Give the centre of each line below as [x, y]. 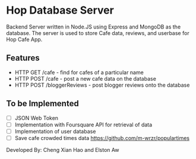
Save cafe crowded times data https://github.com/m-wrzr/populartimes [102, 138]
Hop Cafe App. [24, 39]
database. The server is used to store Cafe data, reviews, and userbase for [98, 33]
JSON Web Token [36, 118]
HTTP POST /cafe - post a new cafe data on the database [85, 78]
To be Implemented [42, 104]
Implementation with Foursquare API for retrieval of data [83, 125]
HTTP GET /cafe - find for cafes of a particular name [79, 72]
